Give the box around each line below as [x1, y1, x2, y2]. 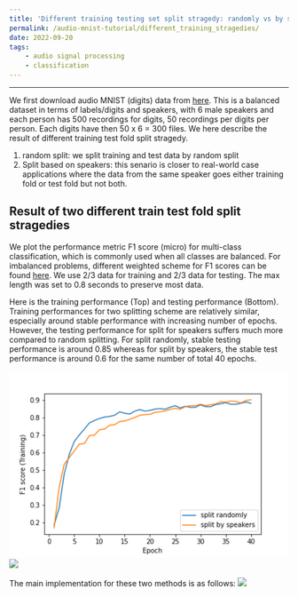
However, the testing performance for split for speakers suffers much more [9, 324, 284, 335]
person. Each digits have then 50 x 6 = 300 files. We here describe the [9, 123, 268, 133]
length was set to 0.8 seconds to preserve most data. [9, 279, 204, 290]
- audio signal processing [25, 52, 125, 61]
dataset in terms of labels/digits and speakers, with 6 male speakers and [9, 105, 275, 115]
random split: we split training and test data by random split [21, 150, 239, 160]
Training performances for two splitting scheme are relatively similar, [9, 306, 260, 316]
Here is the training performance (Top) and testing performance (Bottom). [9, 296, 279, 306]
